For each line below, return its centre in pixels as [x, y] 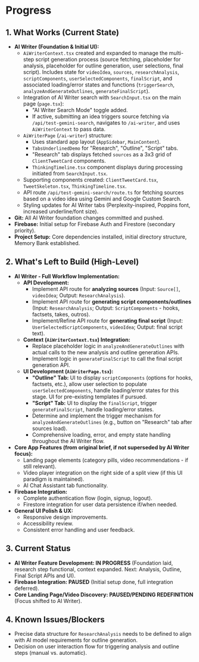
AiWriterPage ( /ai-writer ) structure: [68, 135]
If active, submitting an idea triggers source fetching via [100, 116]
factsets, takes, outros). [61, 314]
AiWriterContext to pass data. [69, 129]
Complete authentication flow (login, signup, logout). [88, 498]
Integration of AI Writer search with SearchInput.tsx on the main [102, 97]
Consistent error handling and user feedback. [79, 530]
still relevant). [40, 466]
